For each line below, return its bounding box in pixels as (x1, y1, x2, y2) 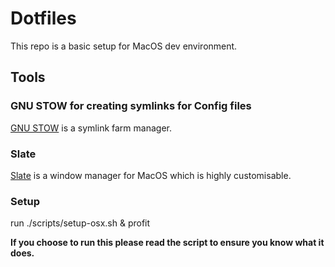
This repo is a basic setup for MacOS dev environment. (10, 40, 238, 52)
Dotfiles (10, 7, 77, 30)
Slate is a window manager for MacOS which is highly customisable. (10, 169, 292, 181)
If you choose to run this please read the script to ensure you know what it (10, 237, 325, 249)
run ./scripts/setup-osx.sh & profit (10, 217, 151, 229)
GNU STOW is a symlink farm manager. (10, 122, 172, 134)
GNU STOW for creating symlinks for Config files (10, 99, 252, 113)
